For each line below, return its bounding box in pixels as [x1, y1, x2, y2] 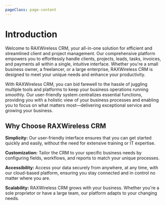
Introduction [5, 28, 58, 40]
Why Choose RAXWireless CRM [5, 122, 106, 130]
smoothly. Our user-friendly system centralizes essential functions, [5, 91, 143, 97]
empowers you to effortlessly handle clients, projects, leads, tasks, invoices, [5, 56, 162, 62]
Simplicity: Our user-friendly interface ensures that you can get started [5, 135, 152, 141]
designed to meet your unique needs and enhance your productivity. [5, 71, 146, 77]
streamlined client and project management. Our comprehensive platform [5, 50, 156, 56]
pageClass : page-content [5, 7, 57, 12]
